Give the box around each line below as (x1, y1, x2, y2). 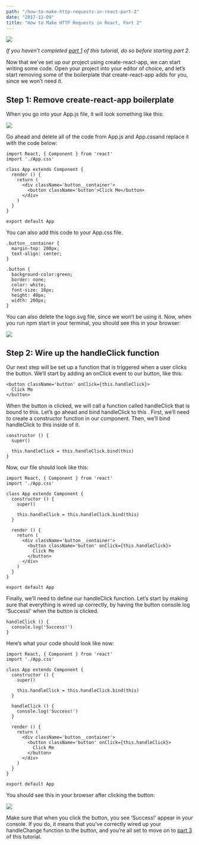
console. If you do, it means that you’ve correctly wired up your (6, 821, 162, 827)
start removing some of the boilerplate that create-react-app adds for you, (6, 71, 188, 78)
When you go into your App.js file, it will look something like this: (6, 110, 164, 118)
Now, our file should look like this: (6, 464, 89, 471)
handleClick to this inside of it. (6, 421, 80, 428)
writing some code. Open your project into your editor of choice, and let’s (6, 65, 185, 72)
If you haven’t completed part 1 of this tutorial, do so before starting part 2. (6, 47, 190, 54)
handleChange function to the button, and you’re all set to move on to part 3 (6, 827, 192, 834)
